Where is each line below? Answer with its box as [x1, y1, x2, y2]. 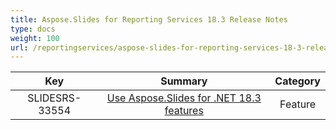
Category [274, 74, 321, 88]
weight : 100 [10, 33, 60, 43]
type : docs [10, 24, 56, 34]
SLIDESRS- [27, 91, 82, 105]
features [164, 104, 204, 118]
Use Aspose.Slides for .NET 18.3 [106, 91, 262, 105]
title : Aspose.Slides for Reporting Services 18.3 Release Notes [10, 14, 288, 25]
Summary [160, 74, 208, 88]
